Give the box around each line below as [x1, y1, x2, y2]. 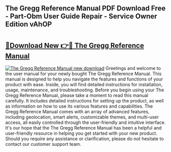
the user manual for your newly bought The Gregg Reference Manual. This [5, 71, 162, 77]
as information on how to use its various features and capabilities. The [5, 103, 153, 109]
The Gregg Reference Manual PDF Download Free [5, 4, 166, 13]
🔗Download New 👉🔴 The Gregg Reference [5, 41, 144, 50]
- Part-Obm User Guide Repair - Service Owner [5, 12, 157, 21]
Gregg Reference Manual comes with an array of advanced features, [5, 109, 150, 114]
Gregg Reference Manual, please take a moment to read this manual [5, 92, 149, 98]
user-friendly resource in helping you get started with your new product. [5, 130, 157, 136]
